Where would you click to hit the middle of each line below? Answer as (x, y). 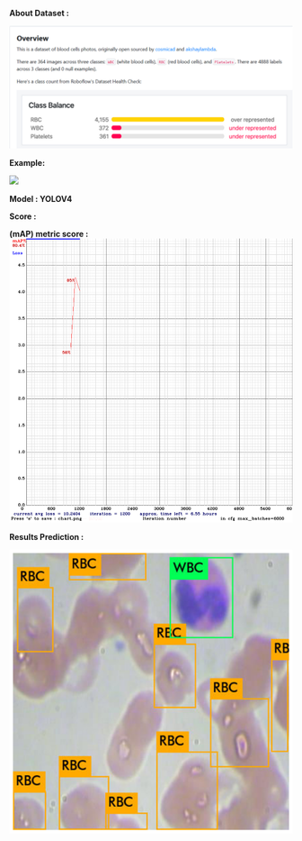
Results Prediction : (46, 536)
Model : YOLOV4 (41, 198)
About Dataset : (39, 13)
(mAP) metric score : (49, 233)
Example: (27, 162)
